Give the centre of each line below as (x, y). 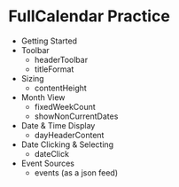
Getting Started (49, 41)
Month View (43, 97)
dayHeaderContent (69, 135)
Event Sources (48, 163)
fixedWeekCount (65, 106)
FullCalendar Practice (89, 16)
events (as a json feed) (76, 172)
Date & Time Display (58, 125)
